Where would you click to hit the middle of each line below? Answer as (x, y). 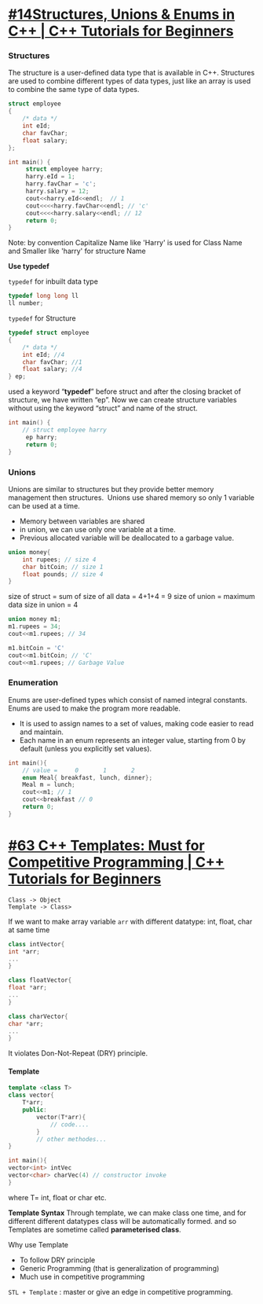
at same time (29, 930)
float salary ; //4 (52, 369)
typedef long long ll (44, 296)
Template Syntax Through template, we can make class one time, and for (127, 1213)
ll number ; (26, 303)
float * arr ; (27, 988)
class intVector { (37, 944)
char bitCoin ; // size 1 (63, 567)
